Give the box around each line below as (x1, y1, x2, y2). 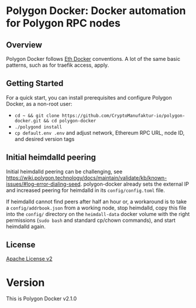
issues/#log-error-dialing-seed (6, 180, 81, 187)
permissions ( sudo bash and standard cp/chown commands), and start (6, 217, 176, 224)
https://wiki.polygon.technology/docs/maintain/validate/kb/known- (6, 174, 167, 181)
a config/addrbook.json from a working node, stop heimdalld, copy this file (6, 204, 187, 211)
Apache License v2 (6, 255, 53, 262)
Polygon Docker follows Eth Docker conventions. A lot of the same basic (6, 56, 180, 62)
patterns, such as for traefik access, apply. (6, 61, 109, 69)
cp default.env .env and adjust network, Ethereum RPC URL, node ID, (14, 129, 185, 136)
